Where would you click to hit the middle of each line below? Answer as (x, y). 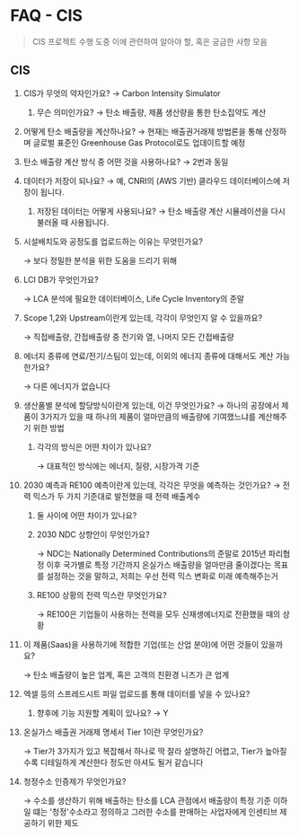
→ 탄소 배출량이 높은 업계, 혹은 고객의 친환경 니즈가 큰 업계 (126, 674)
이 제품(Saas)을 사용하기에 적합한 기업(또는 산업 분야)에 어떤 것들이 (141, 644)
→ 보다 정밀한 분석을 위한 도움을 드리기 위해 (100, 260)
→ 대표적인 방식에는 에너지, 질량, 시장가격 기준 (118, 466)
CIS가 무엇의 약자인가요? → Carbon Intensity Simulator (122, 93)
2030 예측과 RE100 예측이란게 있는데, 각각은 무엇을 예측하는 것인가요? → (152, 485)
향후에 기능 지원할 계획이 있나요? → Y (102, 713)
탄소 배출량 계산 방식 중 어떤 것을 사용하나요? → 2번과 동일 (126, 162)
